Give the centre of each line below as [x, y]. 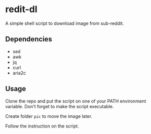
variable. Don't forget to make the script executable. [60, 106]
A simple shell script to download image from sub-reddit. [65, 23]
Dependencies [29, 39]
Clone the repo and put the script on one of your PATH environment [76, 101]
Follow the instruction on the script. [42, 126]
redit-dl [21, 9]
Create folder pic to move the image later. [49, 116]
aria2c [19, 73]
